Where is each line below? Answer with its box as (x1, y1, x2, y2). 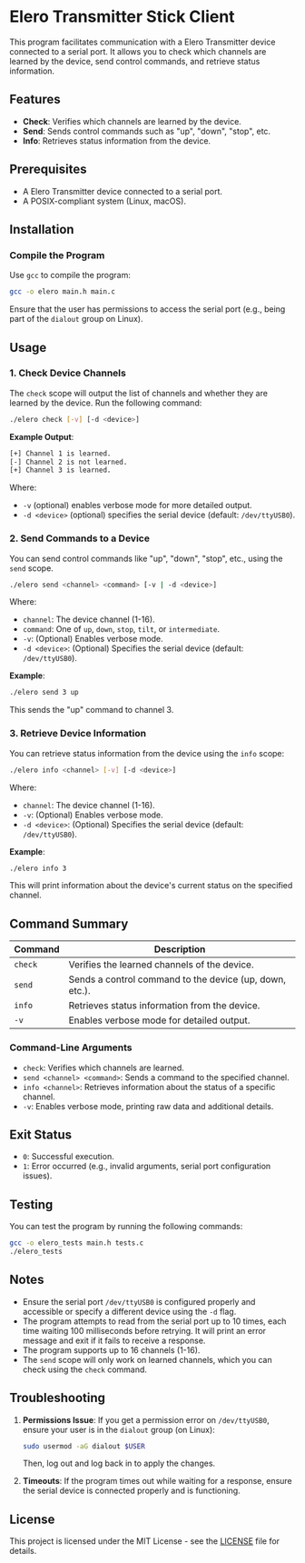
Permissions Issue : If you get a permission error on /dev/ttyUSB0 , (22, 1414, 270, 1425)
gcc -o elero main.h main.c (9, 287, 116, 296)
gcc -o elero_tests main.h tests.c (9, 1238, 144, 1247)
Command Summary (9, 916, 129, 931)
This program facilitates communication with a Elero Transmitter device (9, 36, 276, 47)
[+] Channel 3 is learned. (9, 466, 112, 475)
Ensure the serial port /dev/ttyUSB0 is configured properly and (22, 1296, 256, 1307)
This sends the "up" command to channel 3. (9, 705, 174, 716)
